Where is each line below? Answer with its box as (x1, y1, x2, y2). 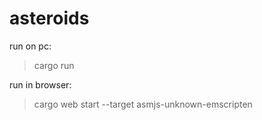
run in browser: (9, 78, 72, 91)
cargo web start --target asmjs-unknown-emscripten (33, 98, 253, 110)
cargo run (33, 59, 75, 71)
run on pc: (9, 40, 52, 52)
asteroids (9, 7, 90, 30)
